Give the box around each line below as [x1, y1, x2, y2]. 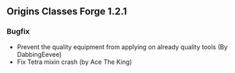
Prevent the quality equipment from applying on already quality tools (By [16, 42, 228, 51]
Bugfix [6, 27, 30, 36]
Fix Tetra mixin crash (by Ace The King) [16, 58, 132, 66]
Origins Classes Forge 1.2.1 [6, 6, 128, 18]
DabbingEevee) [16, 50, 62, 58]
